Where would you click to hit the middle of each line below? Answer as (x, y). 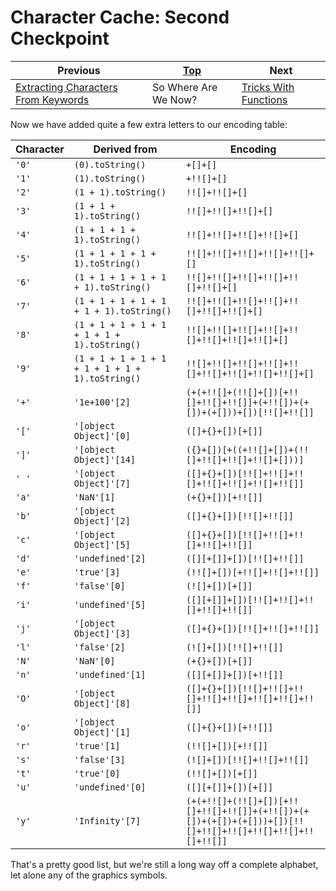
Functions (264, 99)
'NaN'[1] (94, 497)
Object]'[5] (102, 544)
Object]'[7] (102, 483)
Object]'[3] (102, 633)
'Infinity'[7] (107, 820)
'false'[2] (99, 647)
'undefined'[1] (110, 674)
